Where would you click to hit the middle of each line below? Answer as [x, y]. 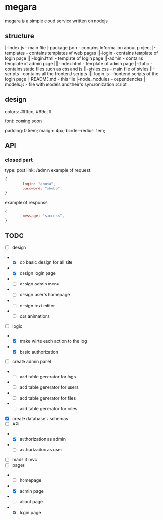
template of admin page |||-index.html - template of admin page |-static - [79, 63]
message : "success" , [44, 216]
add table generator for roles [48, 409]
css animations [35, 316]
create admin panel [32, 361]
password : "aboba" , [43, 189]
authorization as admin [43, 439]
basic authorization [39, 352]
